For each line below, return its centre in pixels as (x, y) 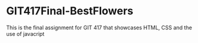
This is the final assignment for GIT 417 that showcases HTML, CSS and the (99, 27)
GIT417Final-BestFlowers (70, 11)
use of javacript (25, 33)
